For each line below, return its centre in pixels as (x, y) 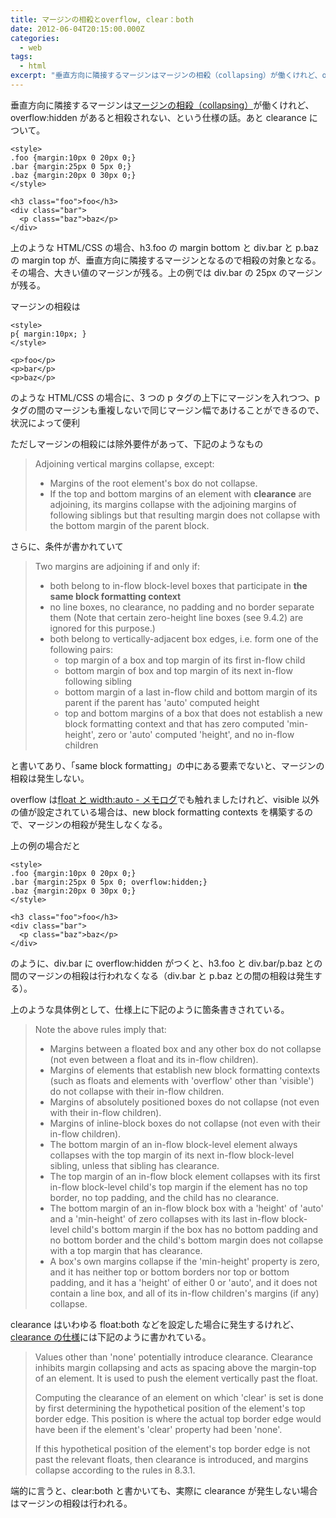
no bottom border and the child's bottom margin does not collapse (186, 1240)
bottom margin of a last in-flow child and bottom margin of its (191, 692)
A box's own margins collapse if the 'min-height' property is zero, (184, 1261)
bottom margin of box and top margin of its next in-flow (178, 670)
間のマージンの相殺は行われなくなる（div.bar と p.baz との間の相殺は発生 (162, 975)
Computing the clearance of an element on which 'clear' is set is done (179, 1397)
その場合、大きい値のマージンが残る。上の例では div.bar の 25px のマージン (166, 272)
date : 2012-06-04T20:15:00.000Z (77, 29)
